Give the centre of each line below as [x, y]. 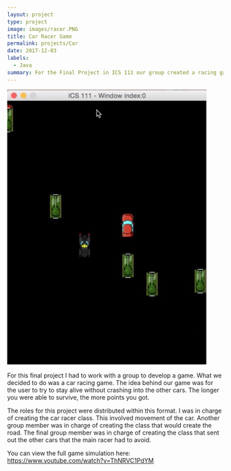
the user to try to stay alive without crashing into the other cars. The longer [113, 390]
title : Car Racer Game [40, 36]
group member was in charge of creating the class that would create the [109, 425]
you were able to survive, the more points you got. [78, 397]
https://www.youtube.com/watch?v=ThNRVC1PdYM [80, 460]
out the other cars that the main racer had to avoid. [79, 439]
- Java [23, 65]
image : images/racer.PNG [43, 29]
